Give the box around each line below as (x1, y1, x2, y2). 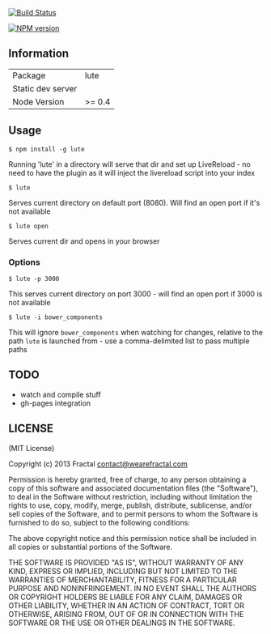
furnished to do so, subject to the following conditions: (8, 517, 190, 527)
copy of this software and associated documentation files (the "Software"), (8, 483, 259, 493)
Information (8, 47, 70, 61)
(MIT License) (8, 443, 55, 453)
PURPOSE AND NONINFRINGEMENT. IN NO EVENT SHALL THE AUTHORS (8, 583, 257, 593)
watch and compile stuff (19, 389, 101, 399)
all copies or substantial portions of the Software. (8, 542, 172, 551)
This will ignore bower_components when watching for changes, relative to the (8, 327, 264, 337)
